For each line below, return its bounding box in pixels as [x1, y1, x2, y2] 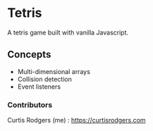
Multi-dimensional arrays [17, 67, 90, 75]
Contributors [7, 100, 53, 110]
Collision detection [17, 75, 72, 83]
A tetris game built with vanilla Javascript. [7, 28, 129, 37]
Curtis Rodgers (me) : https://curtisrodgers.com [7, 116, 146, 125]
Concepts [7, 49, 51, 61]
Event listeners [17, 82, 61, 91]
